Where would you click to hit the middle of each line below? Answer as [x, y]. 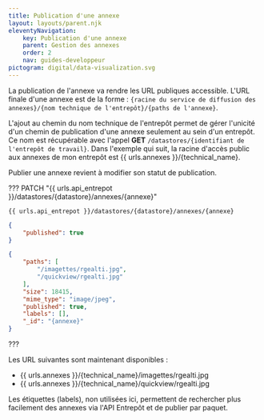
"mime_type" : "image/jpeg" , [69, 299]
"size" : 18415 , [48, 292]
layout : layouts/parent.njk [55, 23]
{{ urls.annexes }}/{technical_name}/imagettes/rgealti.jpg [114, 375]
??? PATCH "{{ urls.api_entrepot [60, 188]
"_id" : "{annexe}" [53, 322]
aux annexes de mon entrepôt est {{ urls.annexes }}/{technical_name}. [124, 157]
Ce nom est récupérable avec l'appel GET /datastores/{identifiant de [126, 140]
